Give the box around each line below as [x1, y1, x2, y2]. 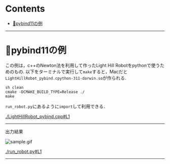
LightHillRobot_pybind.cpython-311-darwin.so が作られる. [5, 75, 126, 81]
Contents [5, 3, 46, 15]
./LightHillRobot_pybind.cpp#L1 [5, 113, 70, 119]
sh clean [5, 85, 24, 90]
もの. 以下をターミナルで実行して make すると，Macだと [14, 69, 128, 75]
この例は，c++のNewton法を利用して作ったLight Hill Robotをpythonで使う [5, 62, 160, 68]
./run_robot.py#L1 [5, 148, 42, 154]
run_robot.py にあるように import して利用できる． [5, 103, 108, 109]
